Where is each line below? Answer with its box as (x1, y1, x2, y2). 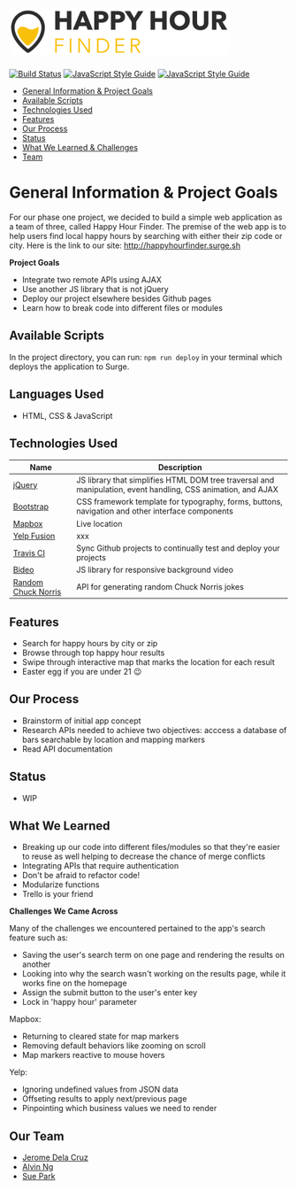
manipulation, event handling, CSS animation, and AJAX (76, 484, 278, 495)
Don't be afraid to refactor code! (21, 870, 141, 881)
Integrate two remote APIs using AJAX (21, 274, 162, 285)
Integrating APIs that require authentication (21, 861, 179, 871)
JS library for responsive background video (76, 565, 234, 576)
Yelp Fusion (12, 530, 56, 541)
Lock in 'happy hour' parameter (21, 997, 137, 1008)
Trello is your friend (21, 889, 94, 900)
